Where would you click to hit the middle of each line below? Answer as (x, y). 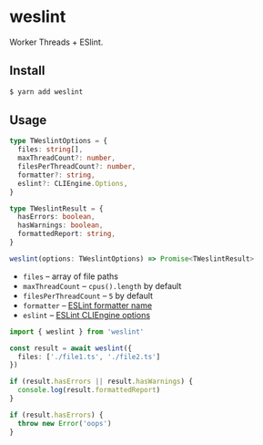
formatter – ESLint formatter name (87, 305)
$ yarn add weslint (46, 92)
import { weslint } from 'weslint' (77, 331)
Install (27, 71)
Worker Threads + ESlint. (56, 42)
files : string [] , (51, 150)
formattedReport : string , (67, 234)
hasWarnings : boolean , (61, 225)
